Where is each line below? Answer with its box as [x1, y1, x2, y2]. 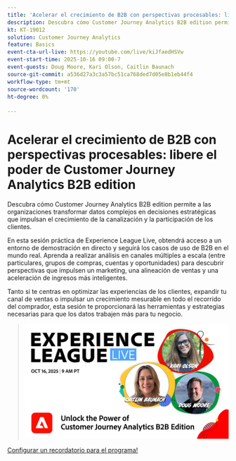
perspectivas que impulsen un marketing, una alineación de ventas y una [7, 266, 219, 275]
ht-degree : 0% [7, 93, 49, 100]
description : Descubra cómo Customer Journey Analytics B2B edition [7, 18, 212, 26]
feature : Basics [7, 41, 55, 49]
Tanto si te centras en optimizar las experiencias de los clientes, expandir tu [7, 288, 227, 296]
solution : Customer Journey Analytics [7, 34, 121, 41]
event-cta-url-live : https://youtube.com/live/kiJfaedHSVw [7, 49, 184, 56]
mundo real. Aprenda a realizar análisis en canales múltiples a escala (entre [7, 251, 226, 260]
